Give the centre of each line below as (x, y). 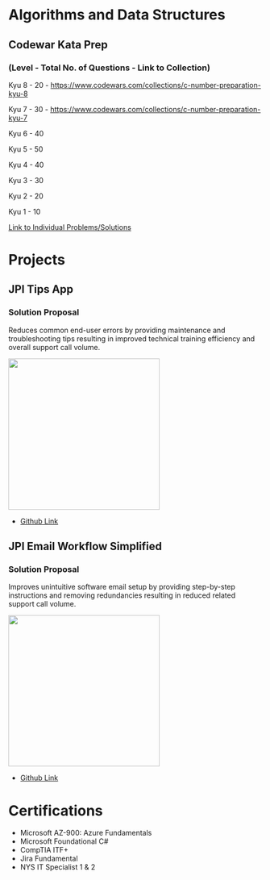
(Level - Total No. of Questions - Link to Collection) (110, 68)
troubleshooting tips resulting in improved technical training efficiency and (132, 338)
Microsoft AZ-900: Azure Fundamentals (86, 833)
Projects (37, 260)
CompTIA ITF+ (44, 850)
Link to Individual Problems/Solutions (70, 227)
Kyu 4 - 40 (26, 165)
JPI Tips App (41, 289)
